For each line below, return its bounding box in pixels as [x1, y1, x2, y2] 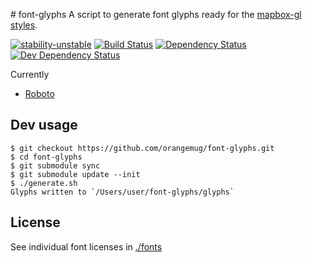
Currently [10, 69, 50, 80]
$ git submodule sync [10, 160, 101, 171]
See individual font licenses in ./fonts [10, 240, 163, 253]
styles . [10, 19, 38, 31]
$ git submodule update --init [10, 169, 141, 179]
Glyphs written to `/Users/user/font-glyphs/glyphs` [10, 187, 235, 197]
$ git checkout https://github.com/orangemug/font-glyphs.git [10, 143, 275, 153]
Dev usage [10, 117, 78, 134]
